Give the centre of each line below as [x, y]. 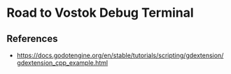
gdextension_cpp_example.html [62, 63]
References [32, 39]
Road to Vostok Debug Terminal [100, 13]
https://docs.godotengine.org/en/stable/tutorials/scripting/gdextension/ [120, 55]
